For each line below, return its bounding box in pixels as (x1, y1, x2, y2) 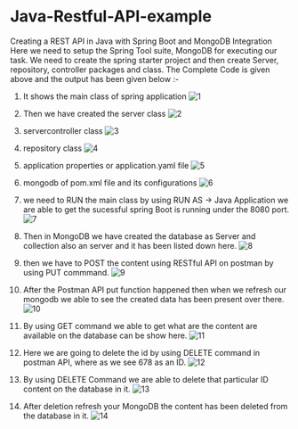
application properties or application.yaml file (22, 160, 189, 170)
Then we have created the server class (22, 108, 166, 119)
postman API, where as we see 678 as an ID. (22, 357, 187, 367)
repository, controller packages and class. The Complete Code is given (10, 64, 270, 75)
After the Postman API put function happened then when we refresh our (22, 284, 287, 295)
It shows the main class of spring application (22, 91, 188, 102)
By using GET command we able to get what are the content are (22, 320, 258, 331)
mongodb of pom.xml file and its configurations (22, 177, 197, 188)
